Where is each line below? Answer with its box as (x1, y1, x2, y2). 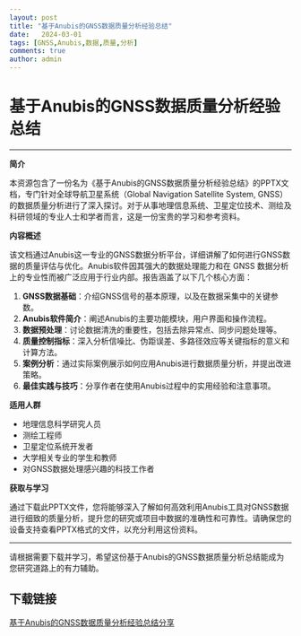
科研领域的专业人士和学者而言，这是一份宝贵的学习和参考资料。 (9, 211, 245, 222)
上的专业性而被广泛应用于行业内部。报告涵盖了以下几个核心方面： (9, 271, 253, 283)
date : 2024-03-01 (9, 30, 82, 39)
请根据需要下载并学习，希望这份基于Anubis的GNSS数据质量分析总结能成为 (9, 551, 285, 562)
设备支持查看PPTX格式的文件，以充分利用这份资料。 (9, 524, 203, 535)
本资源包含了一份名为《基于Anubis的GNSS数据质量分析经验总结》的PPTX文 (9, 177, 289, 188)
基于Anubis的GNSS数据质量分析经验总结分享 (9, 616, 175, 628)
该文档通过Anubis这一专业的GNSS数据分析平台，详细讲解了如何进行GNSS (9, 248, 283, 260)
